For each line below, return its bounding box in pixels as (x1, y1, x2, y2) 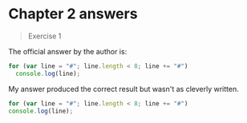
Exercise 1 (27, 31, 62, 41)
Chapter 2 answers (8, 5, 138, 23)
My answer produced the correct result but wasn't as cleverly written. (8, 84, 239, 93)
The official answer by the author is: (8, 46, 128, 56)
